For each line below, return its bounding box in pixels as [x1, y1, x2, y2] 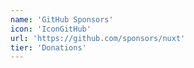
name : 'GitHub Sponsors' [10, 14, 114, 25]
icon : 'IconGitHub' [10, 24, 92, 34]
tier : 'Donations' [10, 42, 87, 53]
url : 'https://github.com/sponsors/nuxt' [10, 33, 186, 43]
